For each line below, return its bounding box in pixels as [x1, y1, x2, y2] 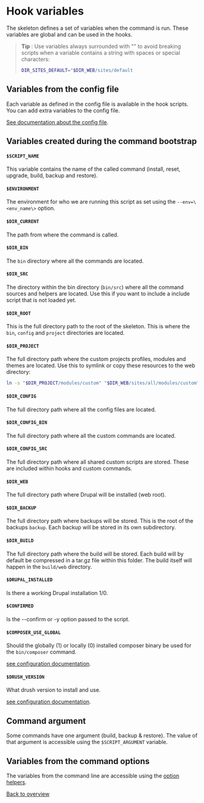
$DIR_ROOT [6, 310, 32, 317]
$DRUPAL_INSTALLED [6, 577, 53, 583]
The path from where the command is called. [6, 231, 119, 238]
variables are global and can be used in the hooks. [6, 30, 132, 38]
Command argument [6, 715, 86, 726]
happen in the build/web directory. [6, 563, 92, 570]
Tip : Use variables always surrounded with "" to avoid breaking [21, 43, 181, 50]
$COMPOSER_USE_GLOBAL [6, 629, 61, 636]
